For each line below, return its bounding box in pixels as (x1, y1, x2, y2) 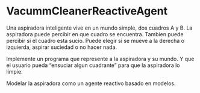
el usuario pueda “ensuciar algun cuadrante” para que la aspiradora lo (6, 62, 180, 69)
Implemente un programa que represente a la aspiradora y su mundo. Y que (6, 55, 195, 62)
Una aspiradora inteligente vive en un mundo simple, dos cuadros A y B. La (6, 24, 193, 31)
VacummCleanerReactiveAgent (6, 4, 167, 18)
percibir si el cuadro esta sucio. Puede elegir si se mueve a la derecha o (6, 37, 185, 44)
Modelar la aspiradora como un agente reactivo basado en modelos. (6, 80, 176, 87)
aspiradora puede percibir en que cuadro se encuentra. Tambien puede (6, 30, 184, 37)
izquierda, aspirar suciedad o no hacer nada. (6, 43, 117, 51)
